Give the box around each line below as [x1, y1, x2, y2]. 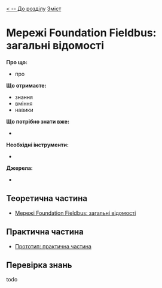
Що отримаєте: [6, 82, 47, 89]
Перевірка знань [6, 260, 72, 270]
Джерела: [6, 164, 33, 172]
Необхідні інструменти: [6, 141, 69, 148]
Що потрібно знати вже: [6, 118, 70, 125]
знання [14, 93, 33, 101]
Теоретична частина [6, 193, 88, 203]
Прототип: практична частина [14, 242, 91, 250]
